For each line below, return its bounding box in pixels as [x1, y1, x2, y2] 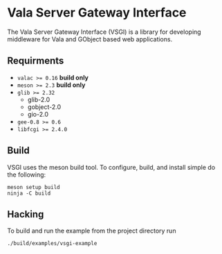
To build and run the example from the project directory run [7, 226, 176, 235]
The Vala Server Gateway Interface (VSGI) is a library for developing [7, 28, 202, 36]
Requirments [7, 55, 64, 67]
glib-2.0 [27, 95, 50, 104]
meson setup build [7, 184, 60, 190]
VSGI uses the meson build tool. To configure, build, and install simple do [7, 163, 216, 171]
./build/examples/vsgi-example [7, 240, 98, 247]
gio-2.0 [27, 110, 48, 118]
